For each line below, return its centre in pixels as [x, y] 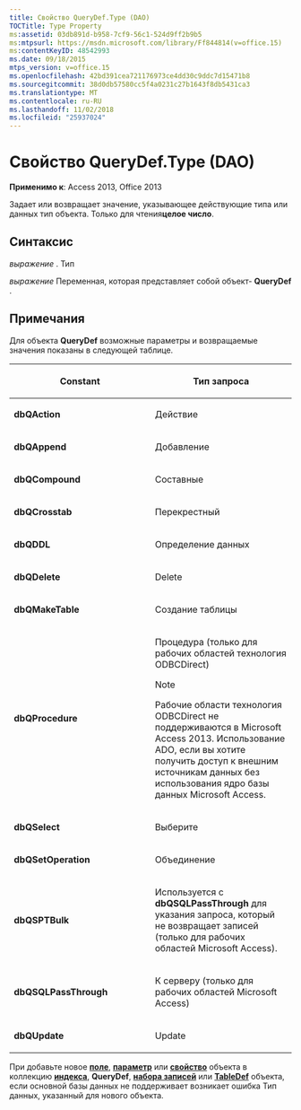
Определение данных [202, 544]
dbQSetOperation [52, 860]
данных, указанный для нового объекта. [86, 1095]
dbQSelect [37, 826]
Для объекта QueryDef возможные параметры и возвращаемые [133, 340]
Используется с [189, 892]
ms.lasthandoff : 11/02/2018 [62, 109]
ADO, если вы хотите [201, 749]
